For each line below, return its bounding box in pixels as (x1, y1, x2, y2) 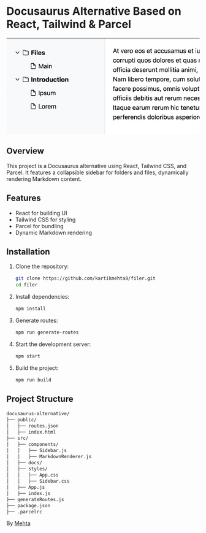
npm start (15, 353, 41, 359)
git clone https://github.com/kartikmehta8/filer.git (15, 275, 156, 282)
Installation (6, 247, 50, 257)
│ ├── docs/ (6, 460, 43, 466)
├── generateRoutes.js (6, 497, 64, 503)
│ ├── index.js (6, 491, 51, 497)
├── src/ (6, 435, 29, 442)
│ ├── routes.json (6, 423, 59, 429)
